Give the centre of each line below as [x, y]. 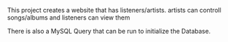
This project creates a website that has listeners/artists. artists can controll [114, 10]
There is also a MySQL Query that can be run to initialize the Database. [109, 31]
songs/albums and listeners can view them [69, 17]
